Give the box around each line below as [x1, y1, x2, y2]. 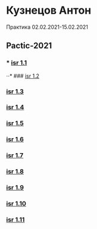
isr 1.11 [6, 215, 25, 224]
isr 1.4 [6, 103, 24, 111]
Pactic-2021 [6, 41, 52, 51]
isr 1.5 [6, 119, 24, 127]
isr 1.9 [6, 184, 24, 192]
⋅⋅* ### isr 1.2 [6, 72, 40, 80]
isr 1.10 [6, 200, 27, 207]
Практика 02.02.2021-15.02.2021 [6, 23, 88, 30]
